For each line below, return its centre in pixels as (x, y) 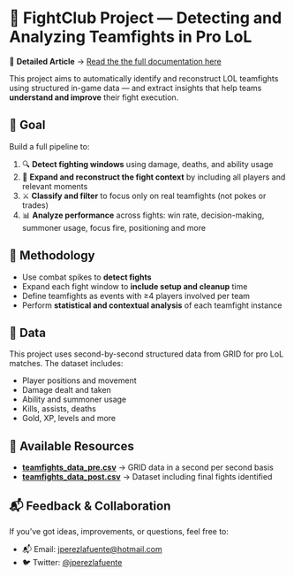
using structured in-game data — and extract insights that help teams (136, 88)
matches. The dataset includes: (66, 364)
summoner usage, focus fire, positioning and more (113, 227)
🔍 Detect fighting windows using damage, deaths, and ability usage (147, 164)
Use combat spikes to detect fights (87, 277)
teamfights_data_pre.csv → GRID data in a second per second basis (147, 467)
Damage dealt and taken (67, 390)
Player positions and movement (79, 380)
